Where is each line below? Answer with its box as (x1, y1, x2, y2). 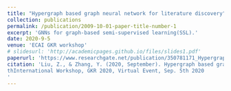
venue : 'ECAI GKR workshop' (7, 42, 88, 49)
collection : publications (7, 16, 81, 23)
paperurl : (7, 55, 36, 62)
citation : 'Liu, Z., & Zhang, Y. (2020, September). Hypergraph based (7, 61, 214, 68)
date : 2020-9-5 (7, 36, 51, 42)
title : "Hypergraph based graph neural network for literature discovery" (7, 10, 226, 17)
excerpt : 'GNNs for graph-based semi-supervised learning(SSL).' (7, 29, 198, 36)
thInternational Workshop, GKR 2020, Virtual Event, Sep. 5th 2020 (7, 67, 205, 74)
